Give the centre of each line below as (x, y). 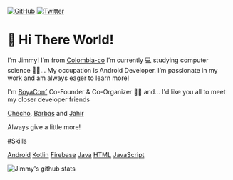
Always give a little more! (44, 127)
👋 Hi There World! (61, 40)
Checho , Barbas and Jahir (46, 113)
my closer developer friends (49, 99)
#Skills (17, 141)
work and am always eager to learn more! (68, 78)
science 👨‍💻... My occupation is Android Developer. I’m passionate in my (113, 70)
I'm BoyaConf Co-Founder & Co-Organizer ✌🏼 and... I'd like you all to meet (116, 91)
